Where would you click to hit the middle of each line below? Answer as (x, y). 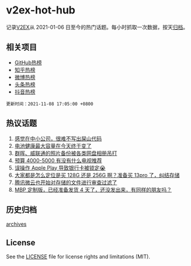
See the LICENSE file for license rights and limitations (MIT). (78, 257)
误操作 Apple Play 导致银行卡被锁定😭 (60, 168)
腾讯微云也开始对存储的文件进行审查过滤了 (66, 182)
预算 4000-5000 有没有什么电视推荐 (58, 160)
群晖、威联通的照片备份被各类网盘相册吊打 (66, 153)
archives (16, 224)
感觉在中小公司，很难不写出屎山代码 (58, 139)
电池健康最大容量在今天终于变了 (53, 146)
